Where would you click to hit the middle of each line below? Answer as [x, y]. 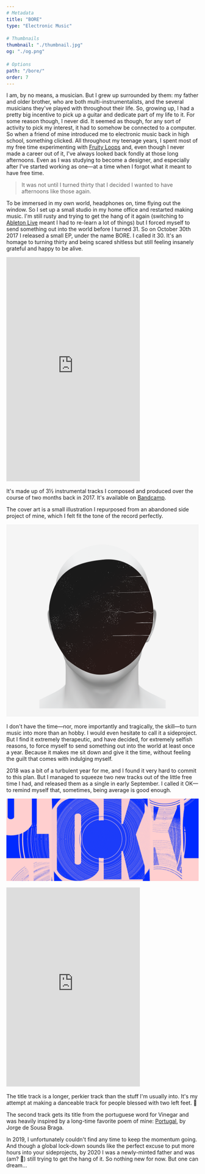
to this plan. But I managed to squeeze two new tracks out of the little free [99, 777]
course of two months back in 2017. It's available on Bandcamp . [86, 498]
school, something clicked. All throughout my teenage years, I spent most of [102, 141]
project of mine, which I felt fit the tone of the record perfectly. [85, 516]
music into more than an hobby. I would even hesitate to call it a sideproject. [102, 733]
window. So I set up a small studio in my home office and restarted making [100, 210]
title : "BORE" [24, 19]
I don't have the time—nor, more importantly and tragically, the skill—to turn [102, 727]
